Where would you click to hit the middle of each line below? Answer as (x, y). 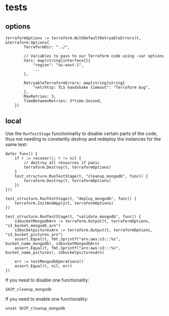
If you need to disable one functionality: (47, 280)
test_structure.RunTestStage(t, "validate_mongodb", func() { (73, 216)
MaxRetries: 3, (40, 96)
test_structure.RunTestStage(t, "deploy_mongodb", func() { (71, 199)
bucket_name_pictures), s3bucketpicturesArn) (55, 252)
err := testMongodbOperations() (49, 261)
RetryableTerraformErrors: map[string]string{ (74, 83)
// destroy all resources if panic (62, 163)
